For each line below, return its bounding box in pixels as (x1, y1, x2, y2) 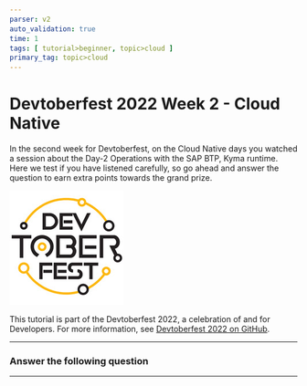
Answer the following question (9, 354, 149, 367)
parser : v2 (9, 15, 51, 24)
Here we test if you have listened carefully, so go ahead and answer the (9, 162, 280, 173)
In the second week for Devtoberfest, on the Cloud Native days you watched (9, 143, 299, 154)
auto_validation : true (9, 24, 96, 34)
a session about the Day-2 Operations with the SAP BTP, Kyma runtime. (9, 153, 279, 164)
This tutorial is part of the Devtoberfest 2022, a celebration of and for (9, 314, 271, 325)
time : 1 (9, 34, 39, 43)
